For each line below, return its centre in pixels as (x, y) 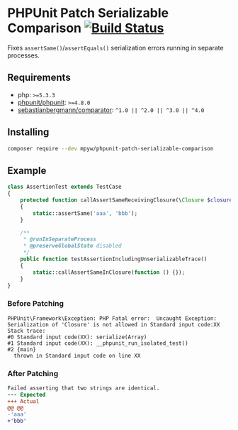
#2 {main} (22, 349)
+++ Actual (23, 401)
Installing (28, 132)
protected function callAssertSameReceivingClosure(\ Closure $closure (126, 200)
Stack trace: (27, 331)
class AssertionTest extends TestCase (64, 187)
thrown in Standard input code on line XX (77, 355)
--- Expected (27, 395)
